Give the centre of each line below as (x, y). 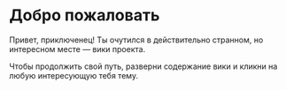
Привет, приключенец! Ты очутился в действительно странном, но (136, 40)
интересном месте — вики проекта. (77, 49)
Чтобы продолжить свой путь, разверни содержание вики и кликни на (143, 66)
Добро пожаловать (85, 15)
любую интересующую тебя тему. (74, 75)
